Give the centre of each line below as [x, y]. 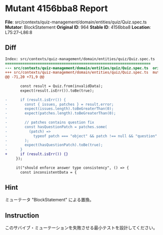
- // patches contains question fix [50, 122]
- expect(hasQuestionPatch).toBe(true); [54, 145]
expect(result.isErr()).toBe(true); [57, 91]
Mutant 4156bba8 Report [57, 9]
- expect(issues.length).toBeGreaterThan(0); [59, 109]
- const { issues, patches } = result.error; [59, 104]
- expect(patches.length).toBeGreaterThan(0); [61, 113]
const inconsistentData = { [49, 172]
